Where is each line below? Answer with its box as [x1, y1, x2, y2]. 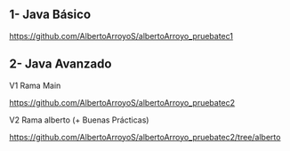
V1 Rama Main [9, 80, 61, 91]
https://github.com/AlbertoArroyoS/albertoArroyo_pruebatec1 [9, 30, 234, 41]
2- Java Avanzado [9, 57, 112, 72]
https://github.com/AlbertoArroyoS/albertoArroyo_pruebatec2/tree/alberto [9, 131, 281, 142]
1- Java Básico [9, 7, 92, 22]
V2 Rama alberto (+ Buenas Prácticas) [9, 115, 149, 125]
